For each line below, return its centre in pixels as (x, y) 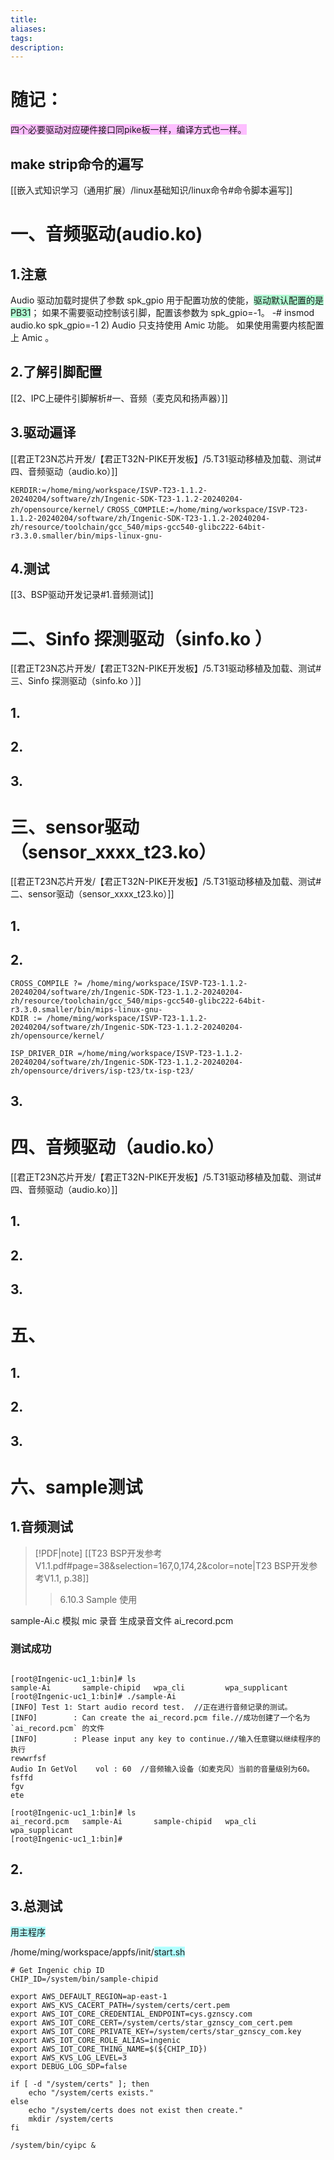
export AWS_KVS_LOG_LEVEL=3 (69, 2058)
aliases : (28, 29)
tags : (21, 38)
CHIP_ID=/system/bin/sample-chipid (84, 1979)
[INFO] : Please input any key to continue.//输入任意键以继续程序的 (165, 1739)
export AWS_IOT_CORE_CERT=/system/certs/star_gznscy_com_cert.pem (151, 2023)
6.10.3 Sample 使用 (98, 1599)
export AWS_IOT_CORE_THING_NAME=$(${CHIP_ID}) (109, 2049)
